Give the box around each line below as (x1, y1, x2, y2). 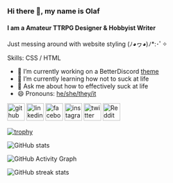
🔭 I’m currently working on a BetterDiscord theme (17, 67, 159, 76)
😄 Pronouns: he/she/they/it (17, 90, 97, 98)
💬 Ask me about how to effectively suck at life (17, 82, 149, 90)
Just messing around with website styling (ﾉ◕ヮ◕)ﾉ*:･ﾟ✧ (7, 40, 168, 48)
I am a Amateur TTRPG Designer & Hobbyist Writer (7, 24, 156, 32)
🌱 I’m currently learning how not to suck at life (17, 74, 149, 83)
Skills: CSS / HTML (7, 54, 61, 62)
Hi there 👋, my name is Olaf (7, 6, 101, 16)
